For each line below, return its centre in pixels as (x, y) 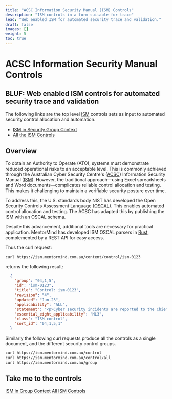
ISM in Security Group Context (45, 129)
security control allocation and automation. (50, 119)
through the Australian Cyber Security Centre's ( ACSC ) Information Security (85, 174)
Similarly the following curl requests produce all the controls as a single (81, 338)
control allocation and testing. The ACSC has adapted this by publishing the (85, 211)
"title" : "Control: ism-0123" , (48, 290)
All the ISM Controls (34, 135)
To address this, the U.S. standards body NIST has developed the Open (81, 200)
